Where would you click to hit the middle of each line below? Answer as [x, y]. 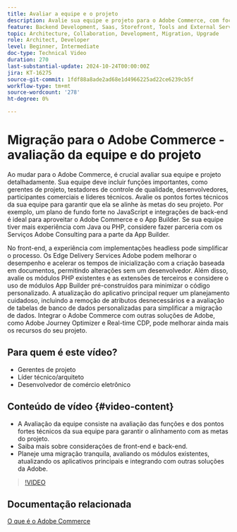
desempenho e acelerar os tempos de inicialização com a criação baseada [116, 263]
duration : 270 [28, 60]
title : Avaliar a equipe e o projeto [63, 14]
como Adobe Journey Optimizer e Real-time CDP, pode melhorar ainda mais [118, 323]
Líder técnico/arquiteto [51, 377]
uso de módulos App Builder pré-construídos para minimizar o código [109, 285]
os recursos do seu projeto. [47, 330]
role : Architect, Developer [49, 40]
